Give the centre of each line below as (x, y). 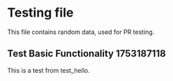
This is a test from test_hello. (48, 70)
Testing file (40, 13)
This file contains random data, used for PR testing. (81, 32)
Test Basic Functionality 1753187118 (86, 54)
